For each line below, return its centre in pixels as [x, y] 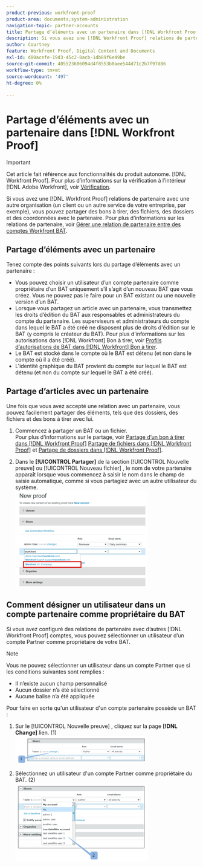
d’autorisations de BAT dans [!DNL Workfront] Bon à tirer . [86, 346]
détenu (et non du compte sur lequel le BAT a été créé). [84, 372]
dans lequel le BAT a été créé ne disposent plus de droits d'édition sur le [105, 327]
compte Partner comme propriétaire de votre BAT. [69, 641]
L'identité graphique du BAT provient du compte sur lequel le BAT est [101, 366]
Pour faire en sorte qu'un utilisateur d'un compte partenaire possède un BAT [101, 708]
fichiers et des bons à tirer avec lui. [50, 419]
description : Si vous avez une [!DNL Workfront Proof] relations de [94, 38]
